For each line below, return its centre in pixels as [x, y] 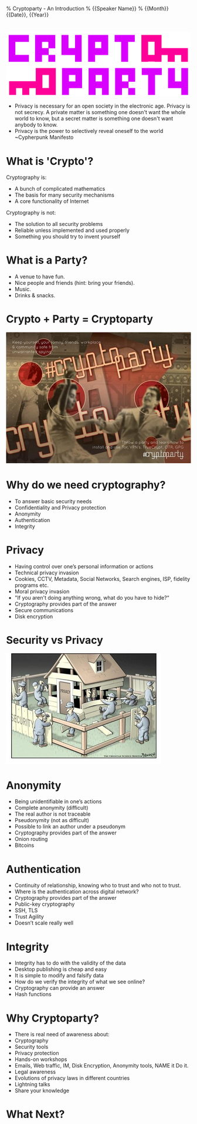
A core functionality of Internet [52, 201]
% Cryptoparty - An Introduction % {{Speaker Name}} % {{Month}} [87, 9]
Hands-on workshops [41, 1059]
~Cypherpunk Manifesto [44, 137]
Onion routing [31, 839]
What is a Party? [47, 260]
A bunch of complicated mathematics [60, 189]
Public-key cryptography [45, 904]
